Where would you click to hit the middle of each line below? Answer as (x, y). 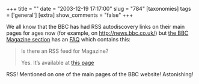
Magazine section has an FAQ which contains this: (69, 39)
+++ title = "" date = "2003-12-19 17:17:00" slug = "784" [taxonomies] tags (99, 9)
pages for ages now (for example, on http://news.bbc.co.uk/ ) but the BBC (97, 33)
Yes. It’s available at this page (57, 63)
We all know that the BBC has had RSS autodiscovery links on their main (96, 27)
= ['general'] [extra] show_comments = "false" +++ (70, 15)
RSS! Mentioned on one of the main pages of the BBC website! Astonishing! (100, 74)
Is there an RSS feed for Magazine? (65, 51)
